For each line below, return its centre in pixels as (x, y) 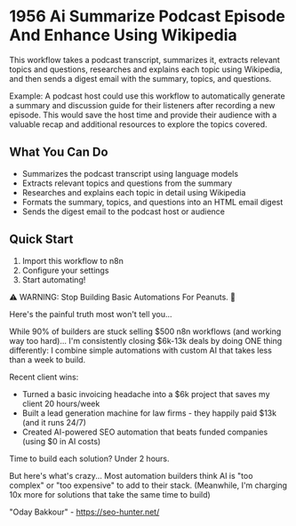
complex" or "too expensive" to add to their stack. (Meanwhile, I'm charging (148, 485)
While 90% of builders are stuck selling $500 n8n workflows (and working (145, 331)
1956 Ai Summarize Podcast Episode (148, 16)
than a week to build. (48, 359)
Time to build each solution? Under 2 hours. (90, 458)
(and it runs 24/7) (54, 422)
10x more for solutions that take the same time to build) (110, 494)
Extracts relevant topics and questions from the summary (127, 183)
